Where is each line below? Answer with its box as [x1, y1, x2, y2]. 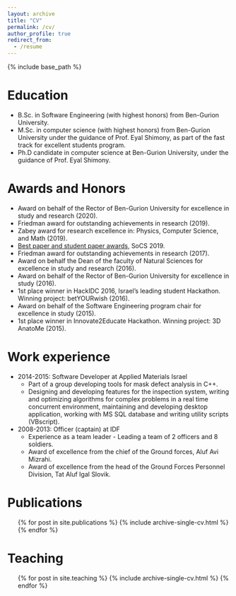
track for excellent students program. [17, 141, 126, 149]
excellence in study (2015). [17, 309, 97, 317]
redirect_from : [7, 37, 52, 44]
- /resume [13, 43, 42, 50]
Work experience [7, 349, 111, 365]
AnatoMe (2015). [17, 324, 66, 332]
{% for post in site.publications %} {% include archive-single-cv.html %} [17, 518, 229, 527]
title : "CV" [7, 17, 42, 24]
